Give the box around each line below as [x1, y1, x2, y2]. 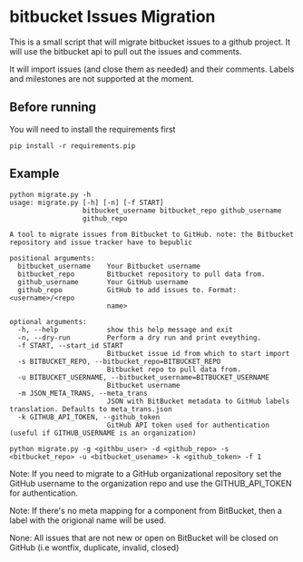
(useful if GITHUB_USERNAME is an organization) [9, 429, 197, 438]
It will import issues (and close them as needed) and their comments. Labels [9, 64, 295, 74]
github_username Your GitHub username [17, 277, 189, 287]
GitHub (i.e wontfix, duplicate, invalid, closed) [9, 542, 180, 553]
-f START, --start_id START [17, 340, 124, 350]
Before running [9, 100, 97, 115]
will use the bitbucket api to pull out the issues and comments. [9, 45, 242, 56]
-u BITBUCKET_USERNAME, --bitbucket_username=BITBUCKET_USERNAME [17, 372, 270, 382]
